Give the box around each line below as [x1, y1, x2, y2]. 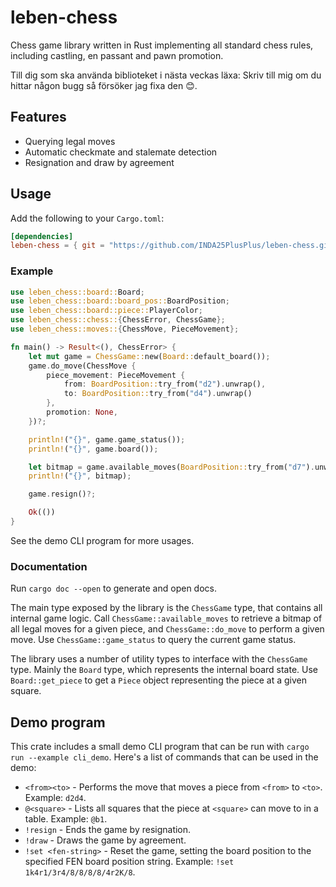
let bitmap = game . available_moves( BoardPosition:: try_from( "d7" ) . [28, 462, 315, 472]
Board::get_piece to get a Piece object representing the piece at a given [10, 674, 308, 686]
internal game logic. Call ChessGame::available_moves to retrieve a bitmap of [10, 612, 323, 625]
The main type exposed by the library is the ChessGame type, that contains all [10, 602, 323, 614]
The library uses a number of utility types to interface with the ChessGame [10, 653, 308, 665]
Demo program [10, 714, 106, 731]
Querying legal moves [24, 135, 116, 147]
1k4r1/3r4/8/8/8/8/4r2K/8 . [24, 866, 136, 878]
